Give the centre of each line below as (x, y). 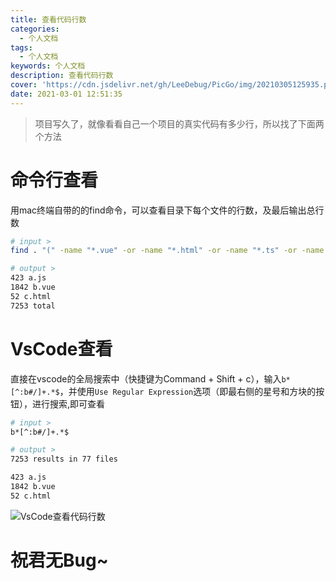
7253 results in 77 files (64, 459)
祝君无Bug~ (59, 560)
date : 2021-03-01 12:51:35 (66, 94)
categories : (35, 29)
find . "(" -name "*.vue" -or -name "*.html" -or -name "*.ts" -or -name (167, 251)
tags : (21, 47)
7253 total (33, 306)
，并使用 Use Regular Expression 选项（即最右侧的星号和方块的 (188, 391)
